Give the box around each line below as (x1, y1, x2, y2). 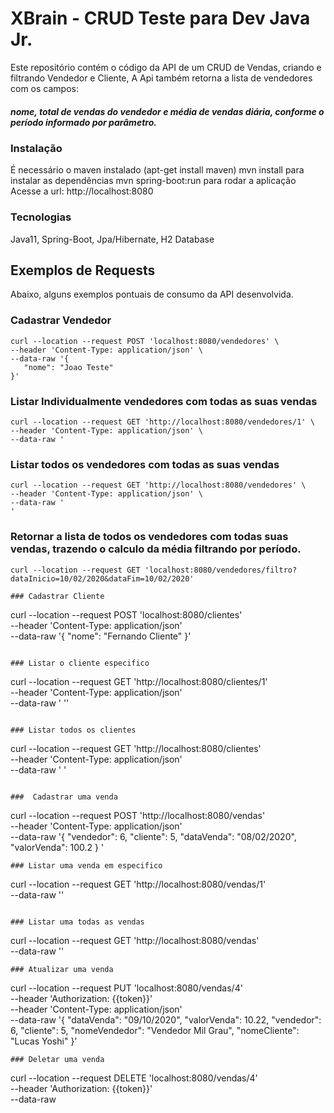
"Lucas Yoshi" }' (10, 1035, 78, 1047)
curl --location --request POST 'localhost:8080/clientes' (10, 608, 243, 621)
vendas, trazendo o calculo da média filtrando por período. (10, 542, 302, 556)
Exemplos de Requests (10, 262, 156, 279)
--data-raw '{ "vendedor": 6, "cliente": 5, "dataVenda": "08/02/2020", (10, 830, 297, 842)
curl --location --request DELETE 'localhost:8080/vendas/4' (10, 1072, 258, 1084)
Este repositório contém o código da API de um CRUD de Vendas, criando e (10, 61, 322, 73)
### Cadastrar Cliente (10, 591, 105, 601)
